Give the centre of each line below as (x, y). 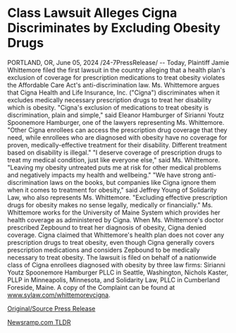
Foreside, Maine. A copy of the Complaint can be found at (91, 287)
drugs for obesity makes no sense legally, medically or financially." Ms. (110, 205)
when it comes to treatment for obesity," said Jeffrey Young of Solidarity (112, 190)
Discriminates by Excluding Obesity (114, 28)
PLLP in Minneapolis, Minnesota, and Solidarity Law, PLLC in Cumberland (114, 279)
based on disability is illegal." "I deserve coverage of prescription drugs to (114, 152)
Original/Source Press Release (51, 308)
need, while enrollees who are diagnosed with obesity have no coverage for (117, 137)
